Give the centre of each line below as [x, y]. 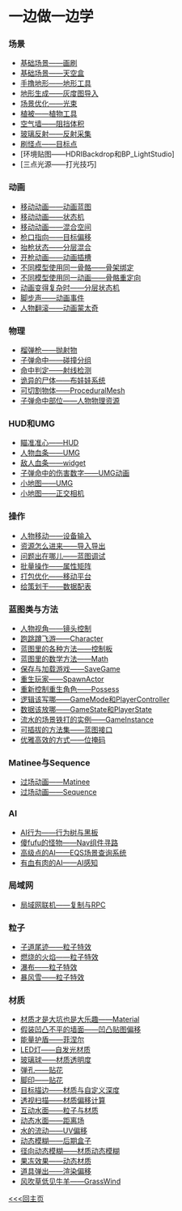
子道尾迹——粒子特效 [55, 947]
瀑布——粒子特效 [49, 967]
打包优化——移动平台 [55, 576]
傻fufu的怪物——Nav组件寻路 [69, 842]
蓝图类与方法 [34, 609]
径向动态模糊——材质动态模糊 [70, 1151]
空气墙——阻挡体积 [52, 124]
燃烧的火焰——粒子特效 [59, 957]
